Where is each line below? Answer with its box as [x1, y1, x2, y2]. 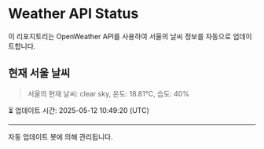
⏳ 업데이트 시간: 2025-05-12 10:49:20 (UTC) [8, 105, 149, 114]
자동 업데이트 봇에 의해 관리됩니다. [8, 132, 113, 141]
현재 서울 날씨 [8, 67, 71, 80]
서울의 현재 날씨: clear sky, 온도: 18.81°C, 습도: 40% [27, 89, 190, 98]
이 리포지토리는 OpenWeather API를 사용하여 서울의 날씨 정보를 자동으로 [8, 31, 232, 41]
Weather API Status [8, 5, 139, 23]
